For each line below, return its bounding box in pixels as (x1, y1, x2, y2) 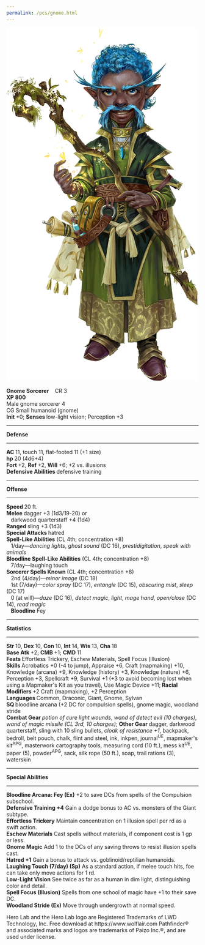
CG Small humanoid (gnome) (6, 406, 79, 414)
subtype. (6, 810, 29, 818)
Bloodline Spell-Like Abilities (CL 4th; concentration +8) (6, 555, 149, 562)
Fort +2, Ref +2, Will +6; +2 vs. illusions (6, 461, 106, 468)
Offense (6, 485, 27, 493)
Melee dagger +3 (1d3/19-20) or (6, 509, 87, 517)
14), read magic (6, 600, 46, 608)
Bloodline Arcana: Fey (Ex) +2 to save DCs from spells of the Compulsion (6, 791, 192, 798)
